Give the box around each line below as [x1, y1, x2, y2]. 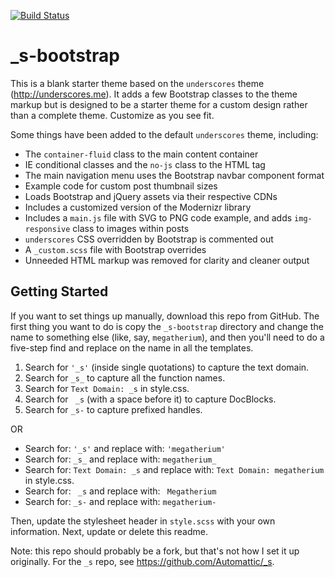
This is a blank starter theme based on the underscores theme [10, 77, 265, 89]
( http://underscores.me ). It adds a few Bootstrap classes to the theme [10, 88, 298, 100]
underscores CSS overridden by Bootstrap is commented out [24, 233, 274, 245]
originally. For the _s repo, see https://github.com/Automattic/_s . [10, 555, 275, 567]
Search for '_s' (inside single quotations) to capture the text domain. [24, 361, 310, 373]
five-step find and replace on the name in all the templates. [10, 341, 254, 354]
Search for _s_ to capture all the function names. [24, 371, 226, 384]
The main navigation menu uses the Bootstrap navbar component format [24, 169, 325, 181]
